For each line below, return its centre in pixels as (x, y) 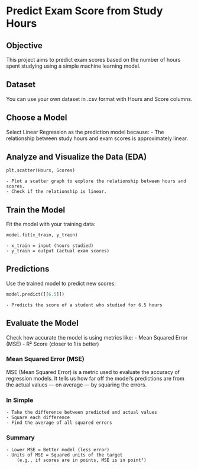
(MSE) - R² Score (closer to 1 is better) (53, 344)
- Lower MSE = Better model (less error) (58, 450)
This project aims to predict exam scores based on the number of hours (93, 60)
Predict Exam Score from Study (85, 11)
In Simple (20, 400)
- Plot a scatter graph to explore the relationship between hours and (96, 181)
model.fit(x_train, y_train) (42, 235)
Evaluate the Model (42, 323)
